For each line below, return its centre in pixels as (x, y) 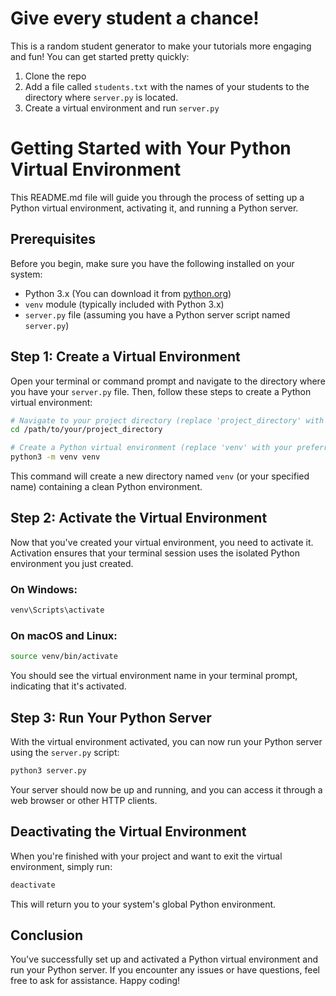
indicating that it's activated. (68, 686)
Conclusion (47, 935)
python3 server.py (48, 770)
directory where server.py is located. (101, 97)
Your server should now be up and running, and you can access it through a (166, 789)
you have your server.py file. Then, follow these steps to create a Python (161, 391)
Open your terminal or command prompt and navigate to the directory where (168, 381)
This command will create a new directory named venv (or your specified (160, 476)
